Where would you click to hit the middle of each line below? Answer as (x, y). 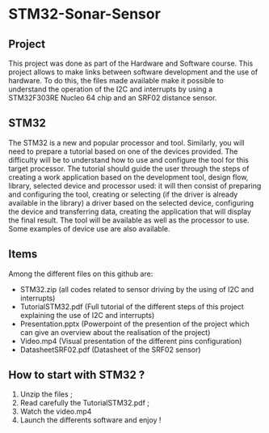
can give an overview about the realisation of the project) (115, 332)
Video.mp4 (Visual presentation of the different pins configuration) (131, 341)
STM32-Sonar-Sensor (85, 14)
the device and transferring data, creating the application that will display (130, 211)
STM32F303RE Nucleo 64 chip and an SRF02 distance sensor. (113, 98)
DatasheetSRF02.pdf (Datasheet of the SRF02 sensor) (110, 350)
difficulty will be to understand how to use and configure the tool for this (128, 159)
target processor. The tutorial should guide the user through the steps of (129, 168)
